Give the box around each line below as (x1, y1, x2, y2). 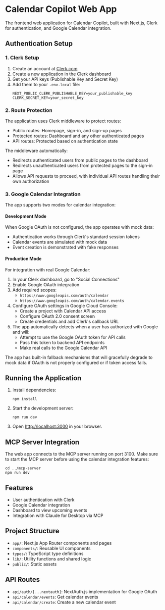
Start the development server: (12, 405, 74, 411)
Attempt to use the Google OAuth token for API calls (19, 334, 126, 340)
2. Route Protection (5, 106, 53, 113)
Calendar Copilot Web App (5, 3, 117, 15)
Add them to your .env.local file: (12, 81, 80, 87)
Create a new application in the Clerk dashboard (12, 71, 111, 77)
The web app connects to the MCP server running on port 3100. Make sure (5, 451, 158, 457)
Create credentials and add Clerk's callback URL (19, 318, 119, 324)
